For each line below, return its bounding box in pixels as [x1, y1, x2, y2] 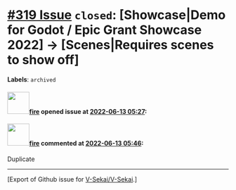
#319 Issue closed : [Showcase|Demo [7, 7, 226, 23]
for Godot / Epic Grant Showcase [7, 22, 202, 38]
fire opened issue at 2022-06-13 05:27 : [29, 107, 147, 115]
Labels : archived [7, 75, 56, 84]
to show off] [7, 52, 79, 68]
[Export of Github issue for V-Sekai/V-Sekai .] [7, 175, 138, 183]
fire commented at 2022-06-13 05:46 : [29, 139, 144, 148]
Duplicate [7, 155, 35, 163]
